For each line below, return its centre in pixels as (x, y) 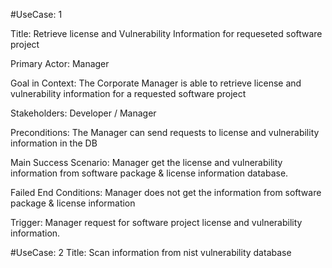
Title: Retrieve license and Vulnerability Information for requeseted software (166, 33)
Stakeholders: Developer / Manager (83, 113)
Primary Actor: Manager (60, 63)
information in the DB (54, 143)
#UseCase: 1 (36, 14)
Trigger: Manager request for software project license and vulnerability (156, 222)
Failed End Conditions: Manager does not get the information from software (166, 192)
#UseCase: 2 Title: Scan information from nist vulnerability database (151, 252)
